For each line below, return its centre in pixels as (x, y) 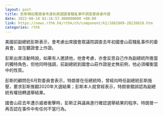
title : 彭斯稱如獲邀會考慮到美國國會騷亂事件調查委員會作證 (58, 14)
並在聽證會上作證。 (37, 48)
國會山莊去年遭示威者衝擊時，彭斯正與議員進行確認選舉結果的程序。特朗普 (79, 103)
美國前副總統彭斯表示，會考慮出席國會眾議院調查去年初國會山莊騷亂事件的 (79, 42)
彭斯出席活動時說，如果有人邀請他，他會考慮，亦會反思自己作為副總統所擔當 (81, 58)
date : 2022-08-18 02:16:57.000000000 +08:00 (51, 18)
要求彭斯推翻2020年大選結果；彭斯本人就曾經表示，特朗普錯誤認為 (80, 87)
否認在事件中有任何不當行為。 (39, 109)
